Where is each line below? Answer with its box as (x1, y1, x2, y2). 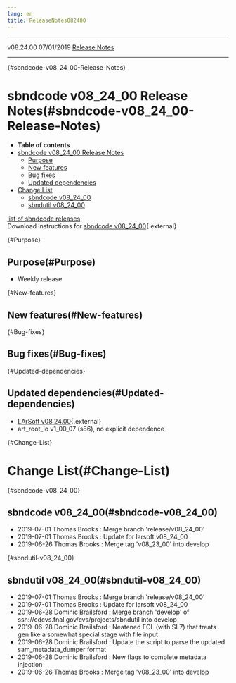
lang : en (7, 10, 33, 18)
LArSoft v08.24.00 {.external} (17, 417, 102, 425)
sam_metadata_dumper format (17, 646, 107, 654)
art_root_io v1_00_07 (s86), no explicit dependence (17, 424, 165, 433)
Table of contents (17, 141, 70, 149)
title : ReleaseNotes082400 (7, 17, 86, 24)
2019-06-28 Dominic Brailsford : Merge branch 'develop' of (17, 608, 190, 617)
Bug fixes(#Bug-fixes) (7, 348, 107, 360)
